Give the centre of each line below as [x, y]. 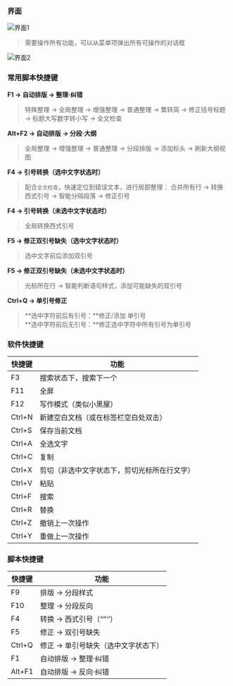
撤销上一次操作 [64, 523]
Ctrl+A [22, 443]
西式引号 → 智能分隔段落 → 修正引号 [77, 196]
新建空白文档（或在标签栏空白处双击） [103, 417]
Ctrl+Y [22, 535]
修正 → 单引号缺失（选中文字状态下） [102, 646]
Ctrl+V [22, 482]
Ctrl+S [21, 430]
